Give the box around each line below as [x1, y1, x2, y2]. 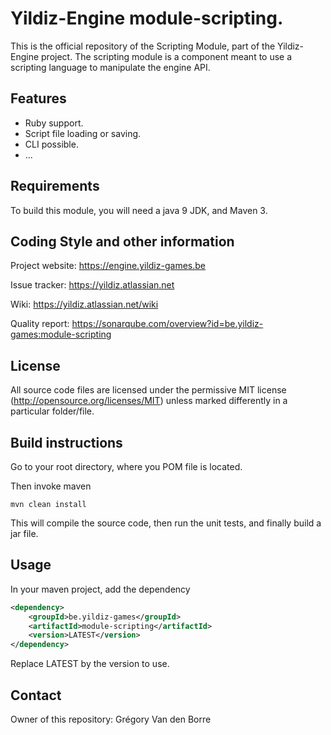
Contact [10, 687, 62, 704]
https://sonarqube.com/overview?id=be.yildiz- [71, 318, 264, 330]
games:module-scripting [10, 328, 112, 341]
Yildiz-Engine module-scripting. [10, 7, 284, 30]
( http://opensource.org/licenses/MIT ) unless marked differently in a [10, 395, 288, 407]
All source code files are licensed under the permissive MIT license [10, 384, 287, 396]
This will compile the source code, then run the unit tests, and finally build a [10, 517, 322, 529]
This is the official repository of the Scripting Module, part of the [10, 40, 276, 52]
